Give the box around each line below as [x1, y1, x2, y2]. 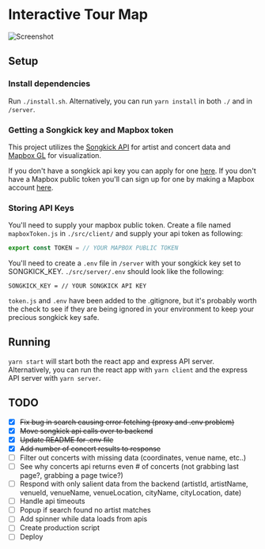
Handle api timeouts [19, 496, 85, 506]
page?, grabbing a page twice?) [19, 471, 124, 480]
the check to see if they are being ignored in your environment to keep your [8, 304, 255, 314]
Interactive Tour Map [8, 6, 149, 24]
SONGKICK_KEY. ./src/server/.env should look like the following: [8, 267, 224, 276]
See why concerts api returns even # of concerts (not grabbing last [19, 462, 240, 472]
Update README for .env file [19, 434, 114, 444]
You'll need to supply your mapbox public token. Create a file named [8, 220, 232, 230]
